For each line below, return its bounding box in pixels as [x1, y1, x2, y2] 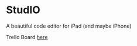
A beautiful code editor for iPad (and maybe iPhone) [6, 22, 132, 29]
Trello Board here [6, 33, 48, 40]
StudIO [6, 3, 41, 17]
